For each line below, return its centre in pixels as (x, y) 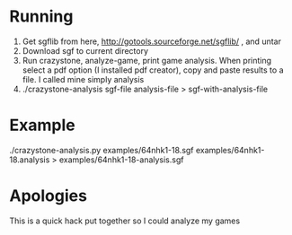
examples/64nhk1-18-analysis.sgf (121, 160)
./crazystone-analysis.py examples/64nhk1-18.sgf (102, 150)
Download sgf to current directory (85, 50)
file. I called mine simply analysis (83, 79)
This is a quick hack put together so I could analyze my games (125, 221)
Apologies (49, 196)
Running (41, 17)
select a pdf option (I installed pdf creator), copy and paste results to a (153, 70)
